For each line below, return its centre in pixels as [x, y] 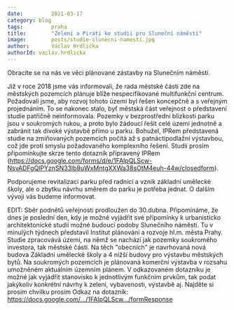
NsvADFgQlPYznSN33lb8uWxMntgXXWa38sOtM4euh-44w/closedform [111, 168]
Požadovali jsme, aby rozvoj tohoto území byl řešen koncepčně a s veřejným [117, 101]
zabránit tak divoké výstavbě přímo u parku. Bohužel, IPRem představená [113, 131]
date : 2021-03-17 [45, 14]
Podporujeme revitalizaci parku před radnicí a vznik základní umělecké [109, 181]
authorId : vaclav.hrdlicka [47, 53]
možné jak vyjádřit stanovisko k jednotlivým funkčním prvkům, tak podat [111, 276]
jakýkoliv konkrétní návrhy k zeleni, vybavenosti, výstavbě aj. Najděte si [111, 284]
